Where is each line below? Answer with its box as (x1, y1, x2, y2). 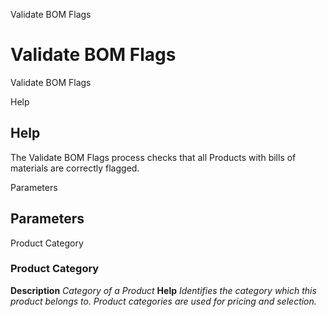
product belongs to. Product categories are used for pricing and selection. (10, 295, 317, 307)
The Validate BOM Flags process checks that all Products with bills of (10, 151, 297, 163)
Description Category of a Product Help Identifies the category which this (10, 284, 317, 296)
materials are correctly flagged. (10, 162, 140, 174)
